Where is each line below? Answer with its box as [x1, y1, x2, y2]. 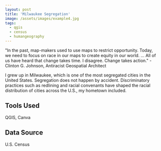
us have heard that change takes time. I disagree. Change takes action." [5, 58, 149, 63]
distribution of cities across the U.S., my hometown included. [5, 88, 127, 93]
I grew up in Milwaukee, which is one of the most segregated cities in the [5, 72, 151, 78]
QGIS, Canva [5, 114, 31, 120]
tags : [5, 20, 16, 26]
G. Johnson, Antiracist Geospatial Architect [20, 62, 107, 68]
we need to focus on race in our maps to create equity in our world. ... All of [5, 52, 156, 58]
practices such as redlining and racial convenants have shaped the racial [5, 82, 151, 88]
